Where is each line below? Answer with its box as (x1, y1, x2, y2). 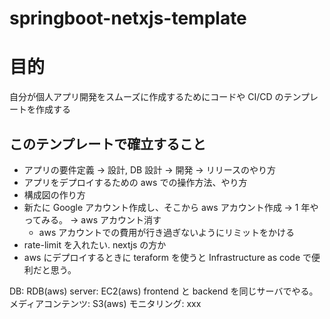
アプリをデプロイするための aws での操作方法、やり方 (23, 176, 248, 188)
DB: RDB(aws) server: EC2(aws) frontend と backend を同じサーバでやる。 (9, 285, 319, 297)
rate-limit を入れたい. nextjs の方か (23, 238, 167, 251)
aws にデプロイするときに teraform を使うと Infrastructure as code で (23, 251, 312, 263)
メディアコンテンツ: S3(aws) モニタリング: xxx (9, 297, 202, 309)
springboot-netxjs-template (9, 7, 247, 30)
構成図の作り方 (23, 188, 86, 201)
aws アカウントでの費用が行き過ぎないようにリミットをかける (38, 226, 295, 238)
